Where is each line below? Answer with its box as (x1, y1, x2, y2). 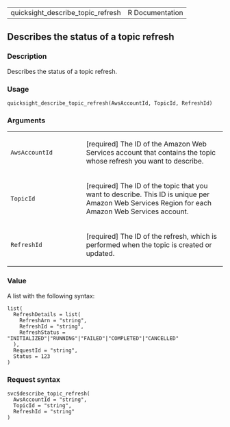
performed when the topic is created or (86, 240, 212, 250)
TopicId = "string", (13, 402, 72, 409)
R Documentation (127, 8, 183, 17)
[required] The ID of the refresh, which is (86, 232, 218, 242)
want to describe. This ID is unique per (86, 190, 210, 199)
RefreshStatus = (19, 328, 66, 336)
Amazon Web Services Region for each (86, 198, 212, 208)
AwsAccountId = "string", (13, 396, 88, 403)
